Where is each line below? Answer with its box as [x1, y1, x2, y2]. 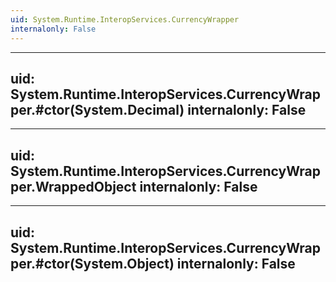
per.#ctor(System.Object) [10, 255, 175, 272]
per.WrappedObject [10, 178, 137, 195]
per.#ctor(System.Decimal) [10, 101, 185, 118]
